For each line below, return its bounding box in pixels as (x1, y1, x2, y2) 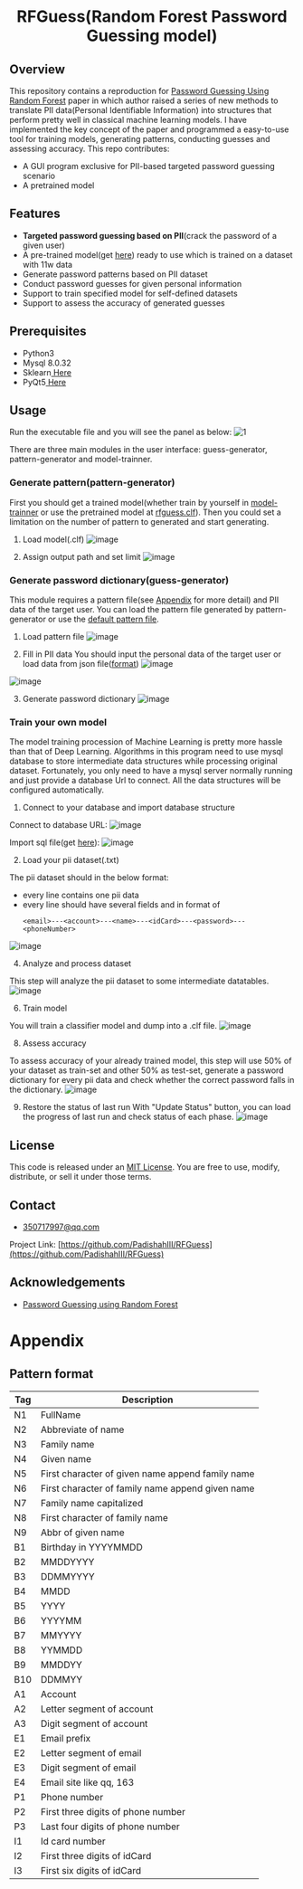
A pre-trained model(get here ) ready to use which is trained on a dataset (22, 249, 293, 260)
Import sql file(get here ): (9, 837, 100, 848)
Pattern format (9, 1366, 94, 1381)
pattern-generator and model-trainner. (9, 454, 153, 465)
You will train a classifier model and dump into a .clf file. (9, 1020, 218, 1031)
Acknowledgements (9, 1275, 126, 1290)
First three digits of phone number (40, 1805, 185, 1818)
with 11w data (22, 259, 73, 270)
